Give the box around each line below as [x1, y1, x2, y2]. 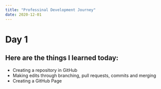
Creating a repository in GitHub [12, 67, 78, 73]
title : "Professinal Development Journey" [5, 7, 96, 13]
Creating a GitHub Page [12, 77, 62, 83]
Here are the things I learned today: [5, 54, 119, 62]
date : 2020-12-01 [5, 12, 42, 17]
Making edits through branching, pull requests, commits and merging [12, 72, 156, 78]
